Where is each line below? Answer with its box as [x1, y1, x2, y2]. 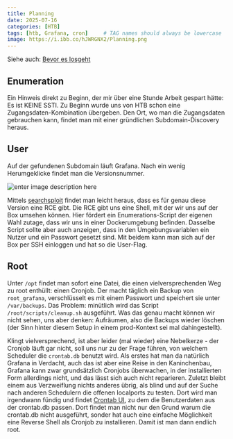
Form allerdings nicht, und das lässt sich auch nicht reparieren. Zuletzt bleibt [7, 373, 226, 382]
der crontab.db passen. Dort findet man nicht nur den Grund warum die [7, 403, 212, 411]
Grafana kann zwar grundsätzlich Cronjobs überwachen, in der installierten [7, 366, 222, 374]
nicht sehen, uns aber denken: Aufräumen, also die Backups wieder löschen [7, 315, 225, 324]
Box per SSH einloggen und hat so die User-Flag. [7, 240, 148, 249]
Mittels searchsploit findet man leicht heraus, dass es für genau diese [7, 196, 206, 204]
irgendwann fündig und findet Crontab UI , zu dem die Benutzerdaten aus [7, 395, 216, 404]
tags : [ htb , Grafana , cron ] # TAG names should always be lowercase [7, 29, 222, 37]
